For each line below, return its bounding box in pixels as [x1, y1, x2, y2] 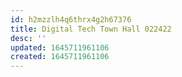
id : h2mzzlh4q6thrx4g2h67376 [10, 14, 132, 25]
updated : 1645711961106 [10, 42, 110, 53]
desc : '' [10, 33, 47, 43]
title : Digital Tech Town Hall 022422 [10, 24, 172, 34]
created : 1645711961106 [10, 52, 110, 62]
